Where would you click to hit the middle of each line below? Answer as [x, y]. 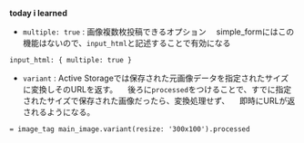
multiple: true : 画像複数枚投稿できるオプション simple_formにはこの [158, 32]
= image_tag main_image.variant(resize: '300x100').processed [130, 129]
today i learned [39, 13]
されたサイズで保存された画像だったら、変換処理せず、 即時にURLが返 [159, 100]
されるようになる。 [59, 112]
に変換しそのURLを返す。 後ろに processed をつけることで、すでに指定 [157, 89]
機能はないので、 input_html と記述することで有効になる [127, 43]
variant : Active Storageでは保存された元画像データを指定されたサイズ [156, 78]
